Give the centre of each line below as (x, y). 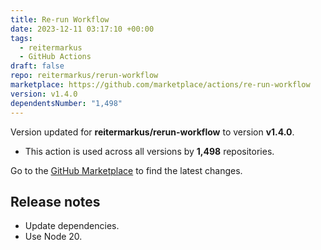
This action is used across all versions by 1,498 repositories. (149, 151)
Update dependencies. (72, 226)
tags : (21, 38)
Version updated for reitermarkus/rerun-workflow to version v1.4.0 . (152, 132)
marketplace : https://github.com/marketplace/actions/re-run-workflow (160, 85)
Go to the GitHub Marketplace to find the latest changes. (126, 170)
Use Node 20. (53, 237)
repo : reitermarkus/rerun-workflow (84, 76)
